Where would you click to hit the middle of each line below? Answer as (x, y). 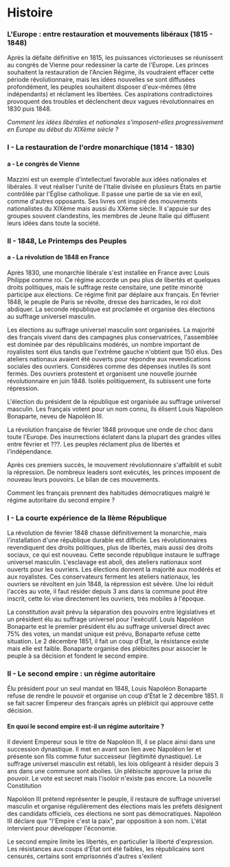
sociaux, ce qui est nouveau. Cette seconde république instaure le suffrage (113, 555)
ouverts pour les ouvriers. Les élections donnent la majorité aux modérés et (114, 570)
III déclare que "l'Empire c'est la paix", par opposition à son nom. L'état (107, 821)
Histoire (30, 13)
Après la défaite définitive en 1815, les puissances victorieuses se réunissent (115, 58)
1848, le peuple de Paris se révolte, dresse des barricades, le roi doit (104, 301)
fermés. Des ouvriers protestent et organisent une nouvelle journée (102, 374)
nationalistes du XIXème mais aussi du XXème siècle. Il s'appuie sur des (109, 208)
